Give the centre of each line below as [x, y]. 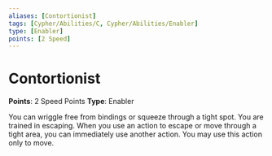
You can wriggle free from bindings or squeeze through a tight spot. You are [136, 117]
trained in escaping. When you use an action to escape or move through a [132, 126]
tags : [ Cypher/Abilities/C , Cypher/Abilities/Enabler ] [103, 24]
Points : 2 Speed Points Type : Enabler [71, 102]
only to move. [31, 143]
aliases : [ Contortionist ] [52, 16]
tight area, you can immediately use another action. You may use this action [136, 134]
